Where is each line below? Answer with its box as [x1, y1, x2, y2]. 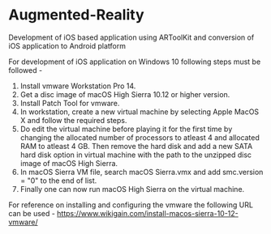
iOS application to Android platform [8, 40, 126, 50]
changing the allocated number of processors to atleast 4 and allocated [19, 132, 260, 143]
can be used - [8, 208, 55, 218]
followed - [8, 65, 43, 74]
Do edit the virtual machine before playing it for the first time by [19, 124, 233, 134]
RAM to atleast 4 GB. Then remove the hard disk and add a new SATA [19, 141, 253, 151]
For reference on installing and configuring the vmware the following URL [8, 200, 254, 210]
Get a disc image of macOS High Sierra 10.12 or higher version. [19, 89, 230, 99]
